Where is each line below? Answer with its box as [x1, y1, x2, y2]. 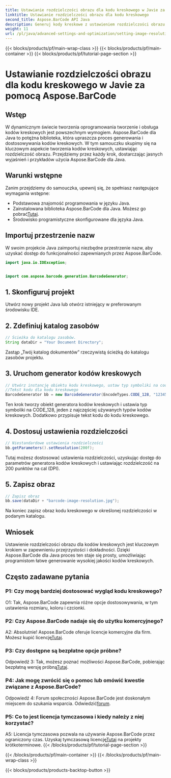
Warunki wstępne [5, 171, 63, 180]
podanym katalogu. [5, 513, 46, 519]
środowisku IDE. [5, 307, 39, 313]
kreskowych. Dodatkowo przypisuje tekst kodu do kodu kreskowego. [5, 412, 150, 418]
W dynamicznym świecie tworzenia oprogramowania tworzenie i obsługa [5, 124, 159, 130]
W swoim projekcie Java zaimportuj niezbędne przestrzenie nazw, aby [5, 244, 153, 250]
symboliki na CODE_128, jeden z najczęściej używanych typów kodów [5, 407, 152, 413]
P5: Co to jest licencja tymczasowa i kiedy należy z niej [5, 713, 144, 720]
